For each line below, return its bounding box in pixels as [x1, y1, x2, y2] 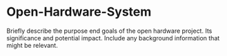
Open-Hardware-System [6, 4, 152, 20]
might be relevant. [6, 41, 58, 49]
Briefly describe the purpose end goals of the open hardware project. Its [6, 27, 213, 35]
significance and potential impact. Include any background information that [6, 33, 220, 42]
